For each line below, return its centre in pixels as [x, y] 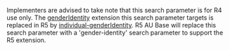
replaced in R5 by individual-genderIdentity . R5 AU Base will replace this [111, 25]
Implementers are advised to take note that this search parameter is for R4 [114, 10]
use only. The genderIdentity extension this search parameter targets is [110, 18]
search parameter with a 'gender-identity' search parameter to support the [115, 32]
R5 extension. [26, 40]
